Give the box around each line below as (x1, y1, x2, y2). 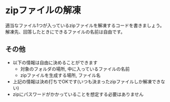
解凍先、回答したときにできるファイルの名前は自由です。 (5, 28, 126, 35)
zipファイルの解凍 (5, 5, 81, 16)
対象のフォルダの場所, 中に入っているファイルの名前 (20, 65, 130, 72)
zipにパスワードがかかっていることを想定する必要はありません (12, 91, 144, 97)
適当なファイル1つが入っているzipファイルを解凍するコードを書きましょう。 (5, 22, 164, 28)
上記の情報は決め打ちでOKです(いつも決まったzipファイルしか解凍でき (12, 78, 161, 84)
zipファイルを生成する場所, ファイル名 (20, 72, 101, 78)
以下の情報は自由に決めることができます (12, 59, 98, 65)
